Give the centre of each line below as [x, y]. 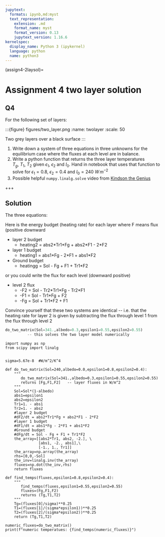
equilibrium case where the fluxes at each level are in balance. [76, 154]
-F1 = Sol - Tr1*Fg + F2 [43, 295]
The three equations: [27, 215]
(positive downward [25, 230]
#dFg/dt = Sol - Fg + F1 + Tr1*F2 [50, 435]
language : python [27, 51]
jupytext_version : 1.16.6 [41, 38]
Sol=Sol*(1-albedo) [34, 391]
